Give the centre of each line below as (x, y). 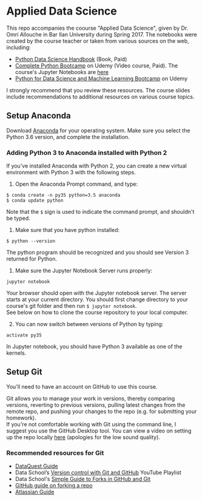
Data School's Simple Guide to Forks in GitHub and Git (83, 479)
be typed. (18, 218)
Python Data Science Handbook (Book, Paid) (71, 59)
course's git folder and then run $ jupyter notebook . (72, 306)
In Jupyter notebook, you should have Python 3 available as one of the (95, 347)
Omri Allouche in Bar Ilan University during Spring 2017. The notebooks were (102, 34)
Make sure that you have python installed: (67, 230)
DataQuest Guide (37, 466)
